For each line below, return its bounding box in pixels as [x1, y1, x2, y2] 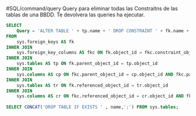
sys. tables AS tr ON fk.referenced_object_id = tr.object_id [16, 82, 168, 88]
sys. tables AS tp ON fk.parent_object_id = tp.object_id [16, 61, 158, 67]
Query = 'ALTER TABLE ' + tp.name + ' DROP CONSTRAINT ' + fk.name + [16, 28, 190, 34]
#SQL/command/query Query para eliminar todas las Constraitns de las [6, 5, 178, 12]
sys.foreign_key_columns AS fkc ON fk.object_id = [16, 50, 142, 56]
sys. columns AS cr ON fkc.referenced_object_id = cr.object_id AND [16, 93, 184, 99]
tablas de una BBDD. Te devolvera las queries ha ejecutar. [6, 11, 145, 18]
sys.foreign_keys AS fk [16, 39, 75, 45]
